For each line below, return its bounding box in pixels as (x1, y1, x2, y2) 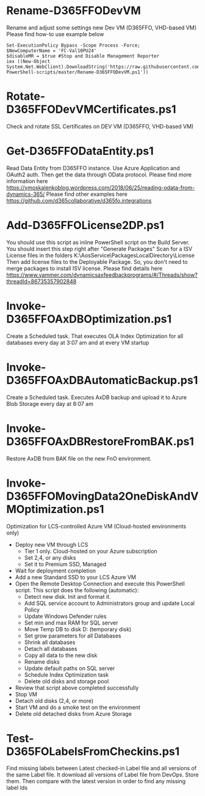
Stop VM (15, 690, 38, 698)
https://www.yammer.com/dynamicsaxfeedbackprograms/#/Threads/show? (6, 271, 198, 279)
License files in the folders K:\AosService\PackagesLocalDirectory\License (6, 252, 195, 259)
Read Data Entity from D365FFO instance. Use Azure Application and (6, 164, 180, 171)
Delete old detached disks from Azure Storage (15, 710, 132, 717)
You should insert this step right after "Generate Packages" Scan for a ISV (6, 245, 193, 252)
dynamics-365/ (6, 190, 45, 198)
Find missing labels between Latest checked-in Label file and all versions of (6, 765, 197, 772)
